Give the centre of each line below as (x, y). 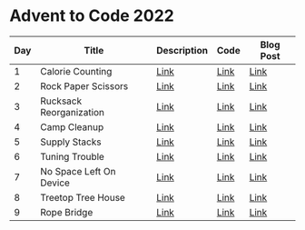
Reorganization (73, 112)
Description (182, 50)
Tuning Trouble (72, 156)
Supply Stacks (71, 142)
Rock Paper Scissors (84, 85)
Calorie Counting (76, 71)
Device (55, 183)
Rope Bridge (67, 212)
